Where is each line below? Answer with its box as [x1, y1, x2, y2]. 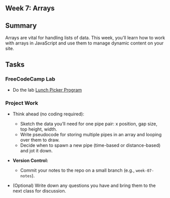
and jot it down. [20, 148, 53, 154]
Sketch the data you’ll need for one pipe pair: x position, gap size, [20, 121, 157, 127]
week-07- [135, 168, 154, 174]
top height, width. [20, 126, 57, 132]
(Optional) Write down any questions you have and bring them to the [12, 182, 156, 189]
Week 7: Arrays [5, 4, 55, 13]
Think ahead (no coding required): [12, 111, 85, 117]
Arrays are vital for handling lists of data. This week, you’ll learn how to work [5, 35, 165, 41]
